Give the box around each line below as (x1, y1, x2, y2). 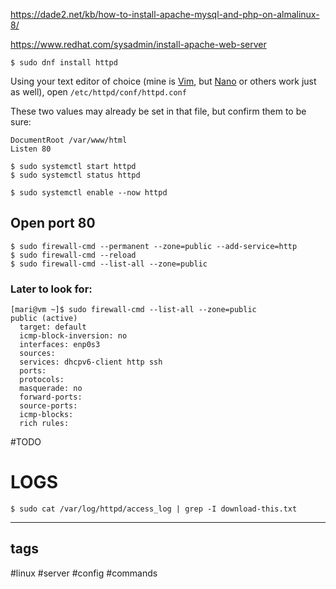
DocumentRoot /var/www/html (10, 135, 128, 145)
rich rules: (19, 419, 70, 429)
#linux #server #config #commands (10, 567, 158, 579)
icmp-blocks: (19, 410, 74, 420)
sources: (19, 349, 56, 359)
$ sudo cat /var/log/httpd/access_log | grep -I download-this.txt (10, 504, 298, 514)
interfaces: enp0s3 (19, 340, 101, 350)
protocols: (19, 375, 65, 385)
